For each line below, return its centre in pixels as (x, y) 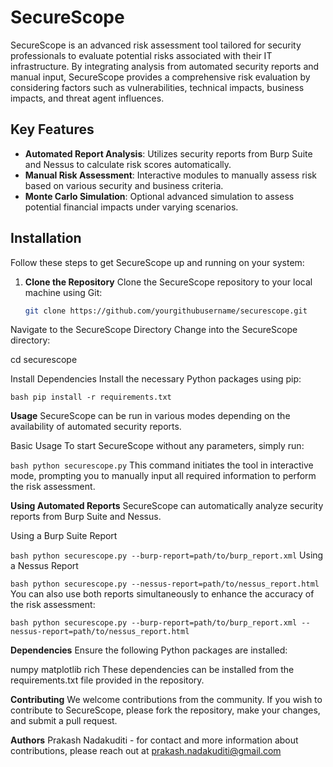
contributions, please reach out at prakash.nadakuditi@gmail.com (146, 751)
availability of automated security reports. (96, 427)
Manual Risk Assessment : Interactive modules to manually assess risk (171, 175)
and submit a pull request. (64, 721)
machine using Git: (63, 292)
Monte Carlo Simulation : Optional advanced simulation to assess (159, 196)
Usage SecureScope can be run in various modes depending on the (150, 416)
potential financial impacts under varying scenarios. (131, 207)
